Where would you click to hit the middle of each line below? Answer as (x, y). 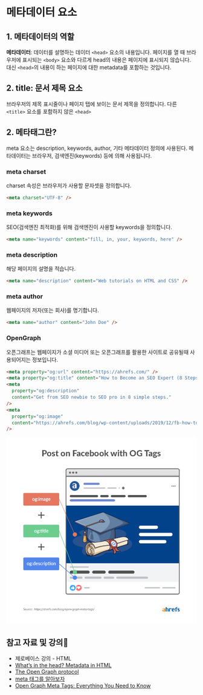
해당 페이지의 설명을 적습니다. (41, 269)
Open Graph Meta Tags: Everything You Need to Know (83, 685)
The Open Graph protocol (47, 671)
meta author (25, 297)
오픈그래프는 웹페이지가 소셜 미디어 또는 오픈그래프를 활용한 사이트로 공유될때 (98, 352)
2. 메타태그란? (31, 133)
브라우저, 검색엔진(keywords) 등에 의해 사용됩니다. (92, 155)
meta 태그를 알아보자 (40, 679)
